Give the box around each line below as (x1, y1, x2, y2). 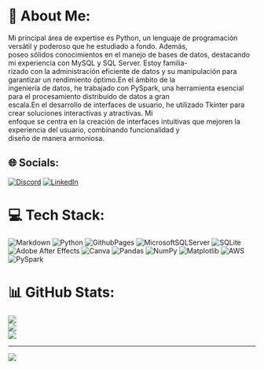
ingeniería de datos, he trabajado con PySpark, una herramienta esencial (8, 83, 244, 93)
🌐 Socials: (8, 157, 60, 170)
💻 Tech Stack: (8, 206, 105, 223)
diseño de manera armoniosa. (8, 133, 104, 142)
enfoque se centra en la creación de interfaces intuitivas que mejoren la (8, 116, 241, 126)
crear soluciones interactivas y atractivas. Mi (8, 108, 153, 117)
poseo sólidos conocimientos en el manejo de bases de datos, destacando (8, 50, 250, 59)
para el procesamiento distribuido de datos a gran (8, 91, 170, 101)
